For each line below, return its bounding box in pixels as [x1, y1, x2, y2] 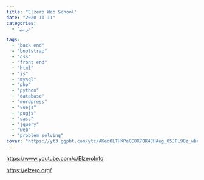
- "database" [12, 93, 45, 99]
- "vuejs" [12, 104, 36, 110]
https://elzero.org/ [6, 166, 52, 173]
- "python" [12, 87, 39, 94]
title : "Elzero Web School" [6, 8, 78, 15]
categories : [6, 20, 36, 26]
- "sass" [12, 116, 34, 122]
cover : [6, 138, 23, 144]
